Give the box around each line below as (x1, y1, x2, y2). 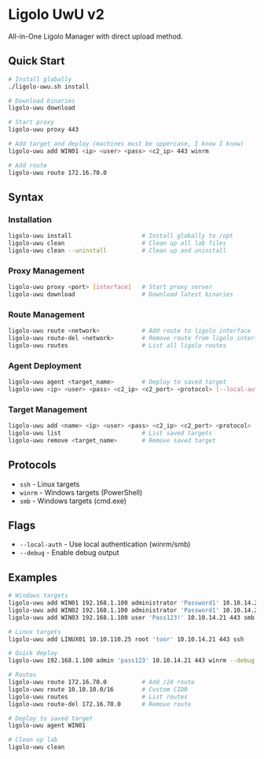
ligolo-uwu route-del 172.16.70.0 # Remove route (8, 700, 192, 708)
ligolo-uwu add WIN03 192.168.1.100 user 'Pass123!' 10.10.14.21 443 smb (8, 613, 255, 621)
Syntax (8, 191, 44, 204)
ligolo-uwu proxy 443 (8, 126, 79, 134)
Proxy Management (8, 265, 85, 276)
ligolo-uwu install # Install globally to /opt (8, 232, 234, 240)
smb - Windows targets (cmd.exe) (19, 496, 127, 505)
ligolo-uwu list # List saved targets (8, 429, 213, 437)
